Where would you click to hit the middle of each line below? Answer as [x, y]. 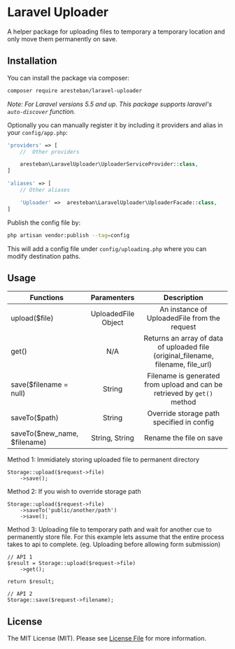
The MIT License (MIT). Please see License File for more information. [107, 639]
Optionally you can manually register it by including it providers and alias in [115, 125]
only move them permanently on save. [62, 38]
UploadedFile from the [183, 318]
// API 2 [20, 594]
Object [112, 322]
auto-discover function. [41, 111]
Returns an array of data [184, 338]
